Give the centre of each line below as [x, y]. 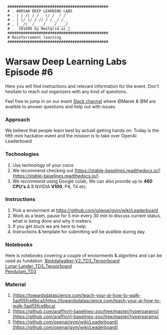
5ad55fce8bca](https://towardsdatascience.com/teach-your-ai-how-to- [87, 301]
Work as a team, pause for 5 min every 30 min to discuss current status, [87, 216]
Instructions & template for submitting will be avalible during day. [79, 231]
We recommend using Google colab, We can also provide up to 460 [82, 181]
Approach [17, 119]
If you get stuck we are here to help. [50, 226]
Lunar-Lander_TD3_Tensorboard [38, 266]
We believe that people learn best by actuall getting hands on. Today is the [82, 130]
